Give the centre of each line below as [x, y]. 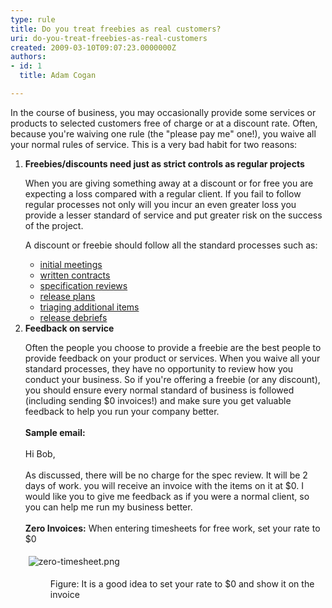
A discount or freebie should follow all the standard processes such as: [171, 245]
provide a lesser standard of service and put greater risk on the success [173, 215]
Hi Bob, [40, 453]
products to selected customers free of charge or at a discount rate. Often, [164, 123]
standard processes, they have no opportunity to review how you [159, 368]
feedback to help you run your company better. [122, 411]
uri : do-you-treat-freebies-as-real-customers [109, 38]
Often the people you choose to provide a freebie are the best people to [173, 347]
